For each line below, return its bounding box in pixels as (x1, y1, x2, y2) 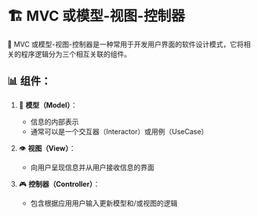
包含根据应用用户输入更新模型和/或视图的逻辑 (30, 198, 178, 208)
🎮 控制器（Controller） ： (18, 179, 100, 188)
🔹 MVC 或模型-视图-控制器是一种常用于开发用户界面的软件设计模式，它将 (7, 39, 245, 49)
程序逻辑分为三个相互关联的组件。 (20, 49, 131, 59)
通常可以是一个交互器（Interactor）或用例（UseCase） (30, 126, 209, 136)
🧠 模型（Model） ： (18, 100, 78, 110)
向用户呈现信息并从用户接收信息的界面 (30, 162, 154, 172)
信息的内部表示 (30, 117, 79, 126)
